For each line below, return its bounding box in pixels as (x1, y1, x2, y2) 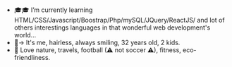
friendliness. (13, 54, 51, 61)
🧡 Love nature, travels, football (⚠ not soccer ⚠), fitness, (13, 46, 181, 54)
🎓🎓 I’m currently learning (13, 6, 93, 14)
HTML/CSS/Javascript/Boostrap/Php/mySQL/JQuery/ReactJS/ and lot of (13, 16, 225, 24)
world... (13, 31, 37, 39)
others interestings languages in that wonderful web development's (13, 23, 211, 32)
